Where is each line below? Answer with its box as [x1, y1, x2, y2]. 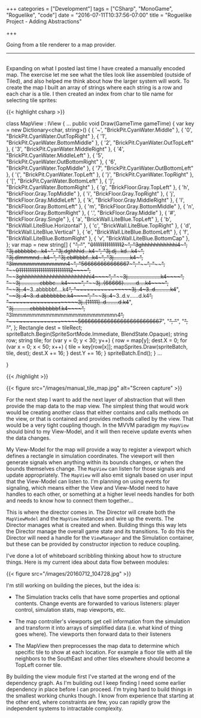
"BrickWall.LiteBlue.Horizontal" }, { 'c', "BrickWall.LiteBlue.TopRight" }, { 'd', [6, 222, 191, 229]
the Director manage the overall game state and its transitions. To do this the [6, 528, 194, 535]
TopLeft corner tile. [14, 662, 63, 668]
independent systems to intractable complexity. [6, 705, 124, 712]
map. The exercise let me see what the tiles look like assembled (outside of [6, 71, 191, 78]
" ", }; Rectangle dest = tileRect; [6, 324, 83, 331]
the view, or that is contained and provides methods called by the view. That [6, 415, 194, 422]
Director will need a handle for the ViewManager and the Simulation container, [6, 534, 194, 541]
